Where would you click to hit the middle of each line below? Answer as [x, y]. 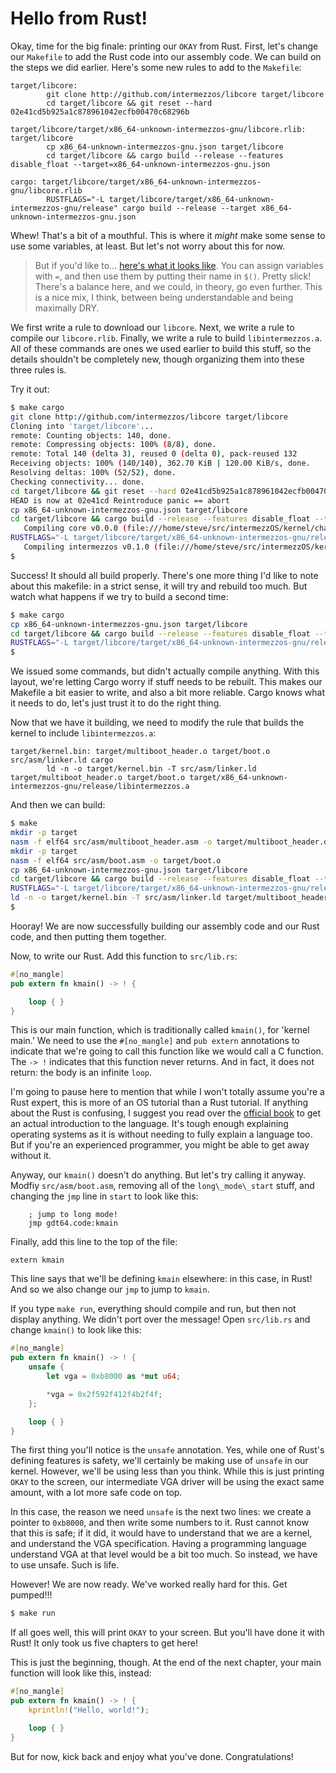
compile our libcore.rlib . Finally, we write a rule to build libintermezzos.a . [166, 338]
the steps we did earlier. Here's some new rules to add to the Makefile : [156, 67]
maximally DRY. [67, 308]
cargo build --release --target [189, 208]
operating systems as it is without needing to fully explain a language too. [161, 1134]
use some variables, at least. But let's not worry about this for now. [148, 246]
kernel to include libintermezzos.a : [83, 733]
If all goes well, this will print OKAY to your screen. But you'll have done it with [167, 1633]
